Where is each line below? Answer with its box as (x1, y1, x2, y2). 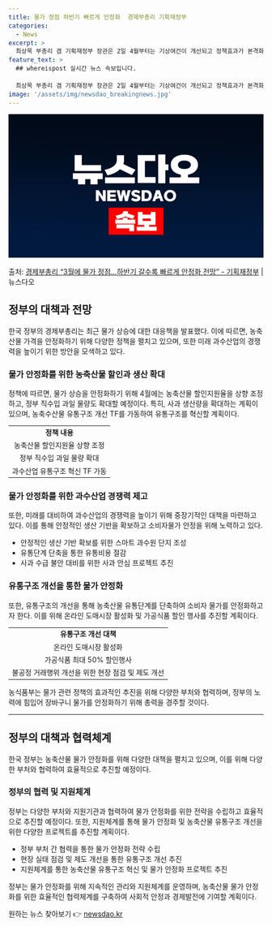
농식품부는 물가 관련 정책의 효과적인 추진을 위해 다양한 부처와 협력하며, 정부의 (8, 687, 253, 697)
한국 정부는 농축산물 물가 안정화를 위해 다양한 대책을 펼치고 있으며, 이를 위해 (8, 754, 249, 764)
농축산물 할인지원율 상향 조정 (14, 441, 105, 450)
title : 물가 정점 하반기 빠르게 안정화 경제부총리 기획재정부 (8, 13, 187, 21)
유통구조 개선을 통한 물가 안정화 (8, 580, 124, 592)
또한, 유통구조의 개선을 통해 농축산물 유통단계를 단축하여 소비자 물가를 (8, 601, 229, 610)
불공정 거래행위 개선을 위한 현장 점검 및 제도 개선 (11, 668, 164, 678)
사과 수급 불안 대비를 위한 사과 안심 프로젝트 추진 (19, 558, 174, 568)
